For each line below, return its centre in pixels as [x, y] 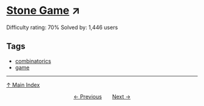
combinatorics [33, 61]
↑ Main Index [23, 85]
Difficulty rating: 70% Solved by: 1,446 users [62, 27]
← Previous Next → [102, 96]
